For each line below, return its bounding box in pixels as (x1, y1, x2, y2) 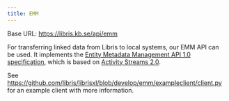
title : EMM (7, 10, 39, 17)
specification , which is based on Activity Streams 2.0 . (7, 57, 161, 66)
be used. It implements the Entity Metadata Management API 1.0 (7, 50, 191, 59)
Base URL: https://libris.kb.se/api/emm (7, 29, 118, 38)
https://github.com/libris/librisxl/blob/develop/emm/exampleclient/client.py (7, 78, 223, 87)
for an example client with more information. (7, 86, 134, 94)
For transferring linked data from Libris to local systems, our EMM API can (7, 42, 219, 51)
